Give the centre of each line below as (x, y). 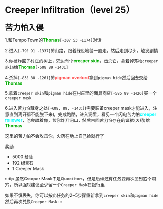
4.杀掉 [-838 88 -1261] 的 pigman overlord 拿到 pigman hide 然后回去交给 (77, 77)
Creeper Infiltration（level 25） (70, 10)
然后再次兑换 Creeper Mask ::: (34, 201)
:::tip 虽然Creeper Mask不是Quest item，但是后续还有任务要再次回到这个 (79, 179)
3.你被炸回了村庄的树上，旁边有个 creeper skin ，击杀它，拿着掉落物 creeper (81, 61)
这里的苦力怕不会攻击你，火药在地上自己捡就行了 (54, 136)
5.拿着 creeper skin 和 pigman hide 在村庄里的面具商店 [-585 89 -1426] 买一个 (81, 93)
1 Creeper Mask (28, 168)
